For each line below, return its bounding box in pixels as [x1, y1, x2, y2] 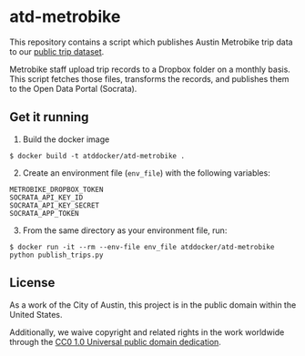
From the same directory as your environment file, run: [22, 225, 228, 236]
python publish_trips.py [9, 250, 104, 259]
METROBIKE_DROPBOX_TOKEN [9, 185, 104, 194]
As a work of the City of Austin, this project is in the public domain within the [9, 299, 297, 310]
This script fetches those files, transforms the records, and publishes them [9, 73, 290, 84]
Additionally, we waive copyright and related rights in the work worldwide [9, 326, 285, 338]
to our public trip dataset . [9, 46, 105, 56]
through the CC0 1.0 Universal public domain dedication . [9, 336, 221, 347]
